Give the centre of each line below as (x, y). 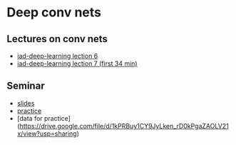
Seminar (26, 86)
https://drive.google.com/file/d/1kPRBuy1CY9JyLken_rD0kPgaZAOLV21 (124, 126)
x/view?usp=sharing (47, 134)
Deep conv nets (54, 12)
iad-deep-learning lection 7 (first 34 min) (77, 64)
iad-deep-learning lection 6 (57, 56)
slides (26, 103)
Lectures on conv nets (57, 39)
